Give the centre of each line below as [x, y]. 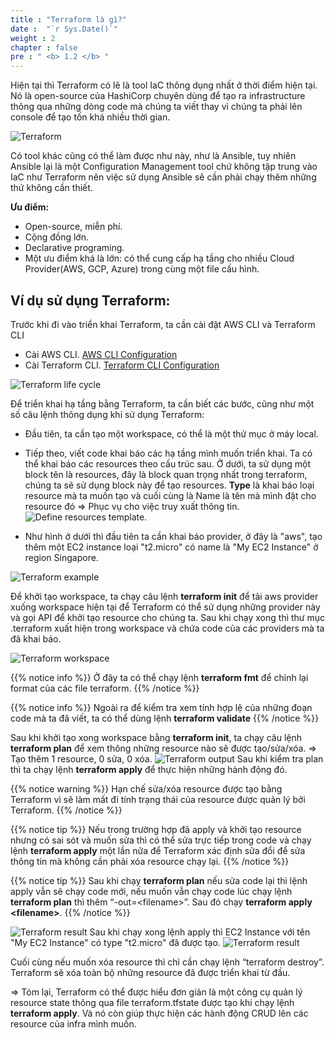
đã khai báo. [36, 638]
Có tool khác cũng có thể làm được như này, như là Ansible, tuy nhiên [153, 156]
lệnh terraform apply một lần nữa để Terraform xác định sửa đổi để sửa [158, 850]
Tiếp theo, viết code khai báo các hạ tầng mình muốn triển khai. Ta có [168, 453]
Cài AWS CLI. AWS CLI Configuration [101, 354]
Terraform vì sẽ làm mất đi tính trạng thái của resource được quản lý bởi [158, 799]
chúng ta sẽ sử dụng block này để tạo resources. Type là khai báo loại [169, 485]
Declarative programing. [74, 248]
